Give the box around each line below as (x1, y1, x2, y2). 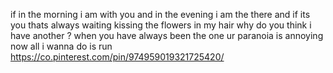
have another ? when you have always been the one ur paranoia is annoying (10, 30, 324, 41)
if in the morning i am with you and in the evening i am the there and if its (10, 9, 311, 20)
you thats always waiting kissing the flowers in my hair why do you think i (10, 19, 312, 31)
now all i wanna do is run (10, 40, 113, 52)
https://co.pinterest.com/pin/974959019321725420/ (10, 51, 225, 63)
